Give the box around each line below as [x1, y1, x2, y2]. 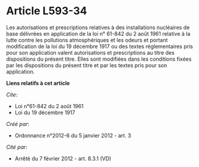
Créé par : [6, 120, 30, 127]
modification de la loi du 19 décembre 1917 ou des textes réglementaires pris [6, 43, 193, 50]
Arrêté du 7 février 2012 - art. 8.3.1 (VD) [14, 155, 112, 162]
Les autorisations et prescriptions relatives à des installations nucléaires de [6, 24, 190, 31]
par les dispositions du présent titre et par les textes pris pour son [6, 61, 168, 69]
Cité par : [6, 143, 28, 150]
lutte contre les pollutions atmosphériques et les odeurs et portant [6, 36, 168, 43]
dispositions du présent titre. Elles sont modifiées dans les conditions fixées [6, 55, 192, 62]
